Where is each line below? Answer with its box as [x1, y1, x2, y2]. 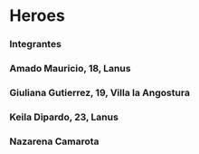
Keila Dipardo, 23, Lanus [9, 111, 119, 123]
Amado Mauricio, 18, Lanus [9, 63, 131, 75]
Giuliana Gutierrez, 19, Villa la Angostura [9, 86, 190, 99]
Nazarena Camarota [9, 135, 99, 148]
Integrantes [9, 38, 62, 51]
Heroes [9, 5, 65, 26]
